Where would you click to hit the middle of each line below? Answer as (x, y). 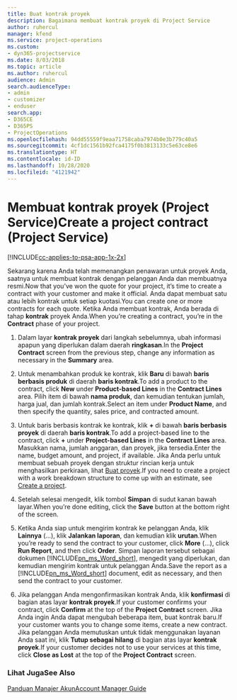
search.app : (25, 113)
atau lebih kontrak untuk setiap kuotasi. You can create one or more (105, 301)
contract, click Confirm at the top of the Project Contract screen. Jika (120, 609)
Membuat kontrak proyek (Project (108, 207)
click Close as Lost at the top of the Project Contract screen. (107, 655)
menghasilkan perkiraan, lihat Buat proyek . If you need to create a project (123, 470)
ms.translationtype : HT (42, 152)
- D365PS (20, 126)
